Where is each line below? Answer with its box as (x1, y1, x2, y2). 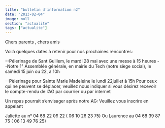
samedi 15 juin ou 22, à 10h (5, 68, 60, 74)
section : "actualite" (5, 21, 50, 26)
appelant (5, 103, 23, 109)
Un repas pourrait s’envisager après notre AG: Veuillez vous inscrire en (5, 98, 149, 104)
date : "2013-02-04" (5, 12, 45, 17)
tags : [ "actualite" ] (5, 26, 48, 31)
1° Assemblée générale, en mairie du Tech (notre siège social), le (19, 64, 152, 69)
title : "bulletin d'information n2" (5, 7, 80, 12)
